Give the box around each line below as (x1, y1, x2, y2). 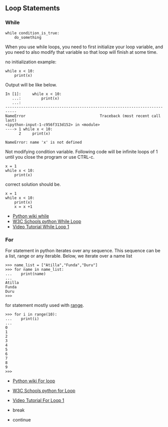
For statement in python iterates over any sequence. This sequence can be (5, 247, 161, 253)
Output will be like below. (5, 81, 57, 87)
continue (12, 416, 31, 422)
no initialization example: (5, 59, 57, 65)
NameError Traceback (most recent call (5, 113, 161, 119)
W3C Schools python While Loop (12, 218, 81, 224)
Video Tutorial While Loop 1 (12, 224, 69, 230)
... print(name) (5, 271, 46, 276)
